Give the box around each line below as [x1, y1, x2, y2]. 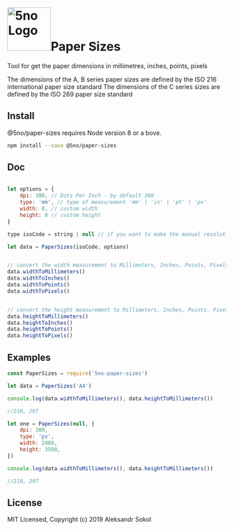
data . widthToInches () [7, 275, 70, 282]
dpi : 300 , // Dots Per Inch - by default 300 [19, 192, 155, 200]
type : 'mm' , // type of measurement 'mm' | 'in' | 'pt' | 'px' [19, 199, 208, 206]
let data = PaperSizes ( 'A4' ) [7, 383, 92, 390]
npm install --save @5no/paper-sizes [7, 142, 117, 149]
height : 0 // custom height [19, 211, 101, 218]
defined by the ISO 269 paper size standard [7, 90, 133, 98]
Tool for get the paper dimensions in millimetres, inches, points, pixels [7, 61, 208, 70]
